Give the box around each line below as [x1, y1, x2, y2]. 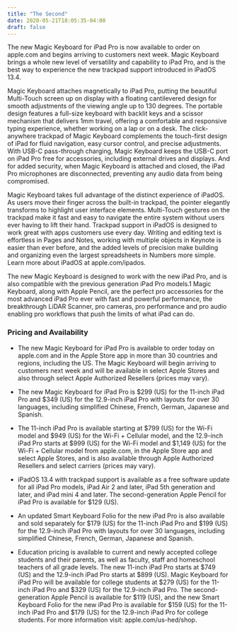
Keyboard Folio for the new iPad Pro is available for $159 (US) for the [17, 600, 218, 609]
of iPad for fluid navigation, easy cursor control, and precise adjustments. [7, 140, 221, 148]
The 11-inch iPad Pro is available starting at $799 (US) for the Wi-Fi [17, 423, 213, 432]
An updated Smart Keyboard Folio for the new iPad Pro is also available [17, 511, 225, 520]
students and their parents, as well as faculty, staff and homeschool [17, 555, 216, 564]
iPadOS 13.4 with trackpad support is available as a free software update [17, 475, 230, 484]
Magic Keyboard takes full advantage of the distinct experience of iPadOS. [7, 191, 225, 199]
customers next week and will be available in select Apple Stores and [17, 366, 219, 375]
